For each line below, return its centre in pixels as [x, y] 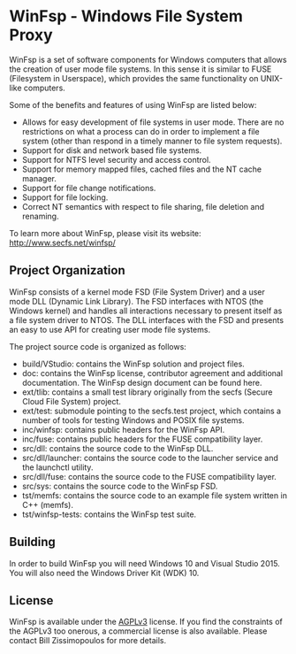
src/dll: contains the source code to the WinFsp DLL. [118, 448]
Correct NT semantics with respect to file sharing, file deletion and [143, 206]
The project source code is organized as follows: [98, 346]
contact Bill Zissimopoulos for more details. [87, 641]
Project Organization [67, 270]
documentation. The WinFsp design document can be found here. [142, 382]
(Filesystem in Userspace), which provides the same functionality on [134, 78]
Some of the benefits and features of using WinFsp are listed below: [133, 104]
